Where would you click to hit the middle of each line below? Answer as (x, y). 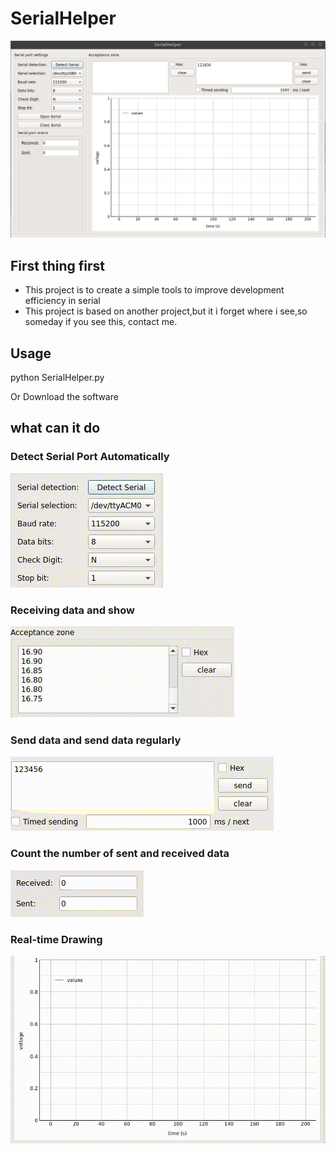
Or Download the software (64, 397)
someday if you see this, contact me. (101, 322)
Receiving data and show (72, 610)
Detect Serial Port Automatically (90, 457)
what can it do (55, 428)
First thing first (58, 265)
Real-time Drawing (56, 939)
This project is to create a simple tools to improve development (154, 290)
